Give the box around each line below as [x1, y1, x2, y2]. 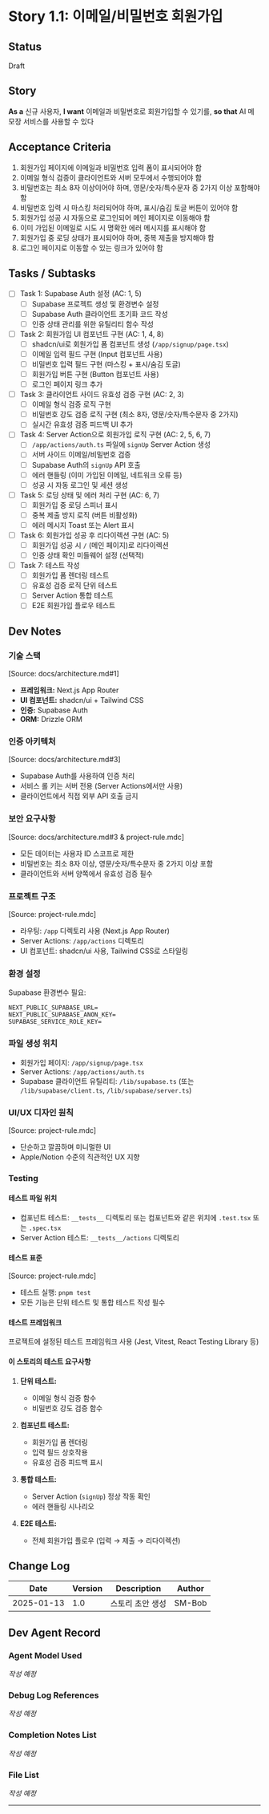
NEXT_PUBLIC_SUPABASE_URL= [8, 1004, 98, 1012]
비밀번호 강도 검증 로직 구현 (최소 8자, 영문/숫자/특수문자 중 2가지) [31, 410, 239, 420]
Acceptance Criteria [8, 140, 111, 154]
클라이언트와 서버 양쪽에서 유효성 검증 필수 [19, 868, 154, 879]
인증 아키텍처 [8, 736, 56, 747]
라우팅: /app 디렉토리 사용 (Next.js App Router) [19, 926, 171, 935]
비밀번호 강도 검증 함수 [31, 1403, 103, 1413]
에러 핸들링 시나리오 [31, 1501, 94, 1511]
